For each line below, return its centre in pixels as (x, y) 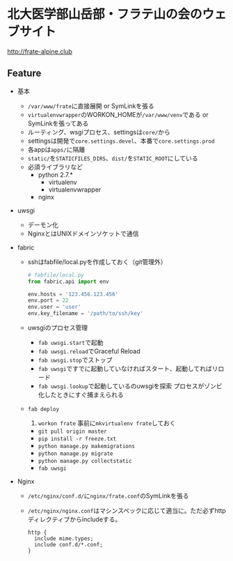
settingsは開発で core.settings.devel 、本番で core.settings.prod (121, 141)
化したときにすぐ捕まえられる (81, 395)
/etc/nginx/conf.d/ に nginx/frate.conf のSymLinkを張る (108, 496)
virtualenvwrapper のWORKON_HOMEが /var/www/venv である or (118, 114)
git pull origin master (72, 431)
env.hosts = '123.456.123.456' (73, 294)
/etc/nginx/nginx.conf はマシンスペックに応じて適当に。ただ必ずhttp (127, 510)
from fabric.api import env (68, 282)
